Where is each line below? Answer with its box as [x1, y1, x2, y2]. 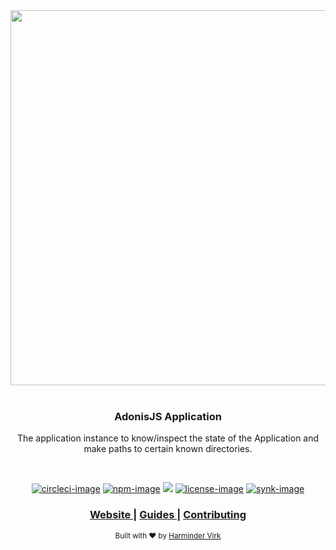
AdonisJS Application [114, 409, 222, 423]
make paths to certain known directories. [83, 443, 253, 455]
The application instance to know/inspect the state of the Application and [16, 432, 320, 444]
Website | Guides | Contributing [89, 508, 247, 522]
